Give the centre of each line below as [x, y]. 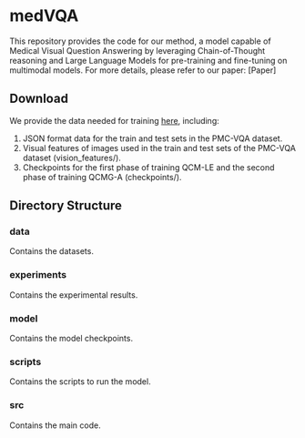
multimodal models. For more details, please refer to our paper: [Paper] [143, 70]
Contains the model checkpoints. [71, 339]
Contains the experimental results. [74, 295]
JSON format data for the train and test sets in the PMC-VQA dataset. [152, 138]
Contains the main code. [56, 425]
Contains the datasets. [51, 251]
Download [39, 99]
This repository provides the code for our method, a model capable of [140, 41]
